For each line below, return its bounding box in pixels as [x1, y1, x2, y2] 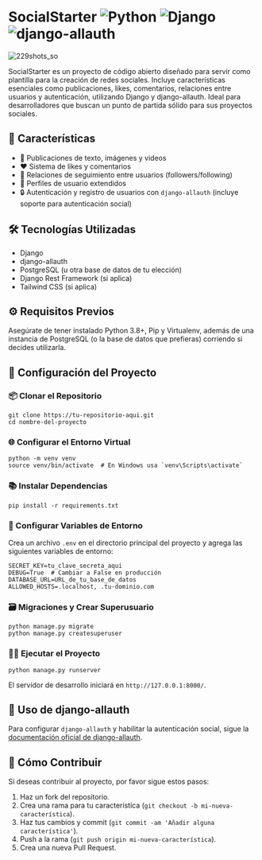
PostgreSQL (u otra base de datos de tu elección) [19, 265, 183, 274]
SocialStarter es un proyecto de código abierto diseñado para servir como [8, 66, 251, 76]
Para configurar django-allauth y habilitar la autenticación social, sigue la [8, 724, 249, 734]
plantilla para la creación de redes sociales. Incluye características [8, 75, 226, 84]
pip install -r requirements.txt [8, 501, 119, 509]
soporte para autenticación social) [19, 199, 133, 208]
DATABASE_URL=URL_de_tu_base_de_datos [8, 575, 137, 584]
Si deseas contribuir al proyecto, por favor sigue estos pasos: [8, 776, 210, 787]
